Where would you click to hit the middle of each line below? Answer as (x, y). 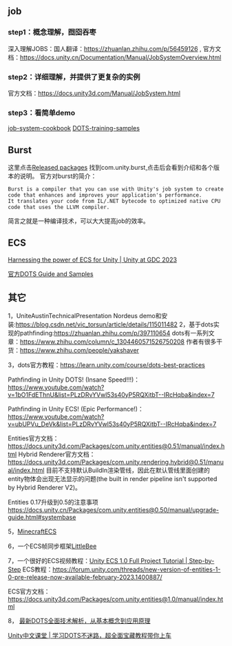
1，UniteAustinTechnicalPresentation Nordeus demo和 (85, 315)
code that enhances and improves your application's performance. (105, 195)
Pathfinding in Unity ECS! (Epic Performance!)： (76, 409)
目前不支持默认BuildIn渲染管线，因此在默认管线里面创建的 (128, 470)
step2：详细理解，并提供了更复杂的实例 (74, 77)
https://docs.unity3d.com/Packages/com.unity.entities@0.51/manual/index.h (116, 446)
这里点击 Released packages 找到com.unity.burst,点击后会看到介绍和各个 (111, 168)
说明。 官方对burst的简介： (58, 176)
